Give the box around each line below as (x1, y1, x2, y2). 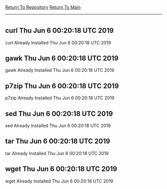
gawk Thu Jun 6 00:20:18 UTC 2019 (5, 54, 119, 62)
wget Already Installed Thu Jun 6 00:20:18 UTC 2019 (5, 178, 113, 184)
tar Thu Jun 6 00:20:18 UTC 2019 (5, 137, 110, 146)
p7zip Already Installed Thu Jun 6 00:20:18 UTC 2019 (5, 95, 115, 101)
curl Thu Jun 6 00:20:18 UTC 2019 (5, 26, 114, 35)
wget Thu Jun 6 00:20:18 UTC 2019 (5, 165, 117, 174)
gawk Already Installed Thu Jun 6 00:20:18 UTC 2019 (5, 67, 114, 73)
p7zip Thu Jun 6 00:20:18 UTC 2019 (5, 82, 119, 90)
